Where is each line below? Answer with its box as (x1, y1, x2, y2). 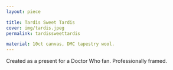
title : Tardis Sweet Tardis (6, 19, 76, 26)
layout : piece (6, 8, 41, 15)
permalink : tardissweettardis (6, 30, 81, 36)
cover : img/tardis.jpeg (6, 25, 65, 31)
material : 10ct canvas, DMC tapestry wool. (6, 41, 115, 47)
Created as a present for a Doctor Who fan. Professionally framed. (6, 58, 167, 65)
